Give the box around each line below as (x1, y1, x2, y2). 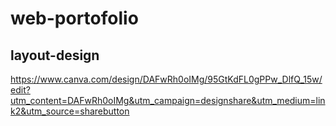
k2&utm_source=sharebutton (10, 105, 130, 117)
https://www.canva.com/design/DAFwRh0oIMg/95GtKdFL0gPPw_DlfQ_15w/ (10, 73, 323, 85)
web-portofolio (10, 7, 139, 30)
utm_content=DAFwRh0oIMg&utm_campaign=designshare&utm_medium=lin (10, 95, 326, 106)
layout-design (10, 47, 100, 64)
